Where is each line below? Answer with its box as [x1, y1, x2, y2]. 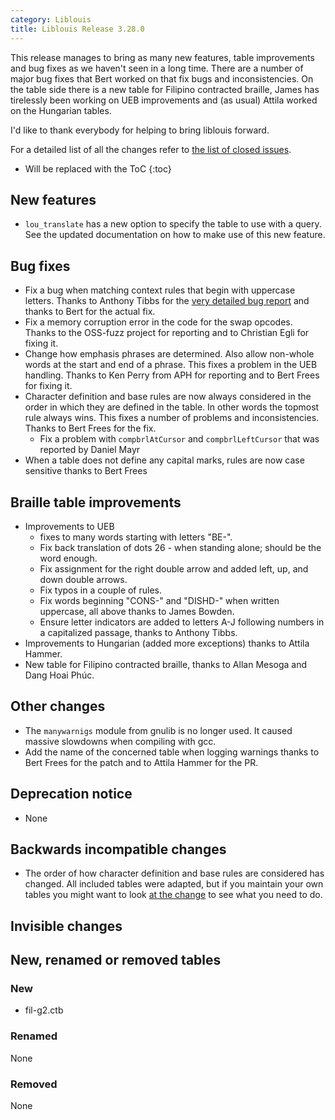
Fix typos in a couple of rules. [39, 584, 163, 596]
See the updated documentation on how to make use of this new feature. [24, 229, 326, 241]
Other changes [10, 698, 106, 715]
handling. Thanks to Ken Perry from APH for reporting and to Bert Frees [24, 369, 320, 381]
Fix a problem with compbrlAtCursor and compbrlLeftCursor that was [39, 433, 320, 445]
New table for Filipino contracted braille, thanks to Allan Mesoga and [24, 658, 308, 670]
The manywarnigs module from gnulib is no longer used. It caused [24, 724, 293, 736]
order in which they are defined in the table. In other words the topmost [24, 401, 320, 413]
